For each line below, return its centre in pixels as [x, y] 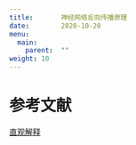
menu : [19, 34]
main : [28, 42]
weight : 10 [29, 59]
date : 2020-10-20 [55, 26]
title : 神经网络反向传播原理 [68, 17]
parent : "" [47, 51]
